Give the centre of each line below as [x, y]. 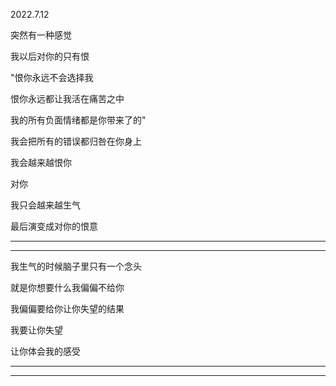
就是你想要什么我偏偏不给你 [67, 287]
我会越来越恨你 [41, 162]
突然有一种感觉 [41, 35]
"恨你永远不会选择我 [52, 77]
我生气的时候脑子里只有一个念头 [76, 266]
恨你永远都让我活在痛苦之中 [67, 98]
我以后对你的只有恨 [50, 56]
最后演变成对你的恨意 [54, 226]
